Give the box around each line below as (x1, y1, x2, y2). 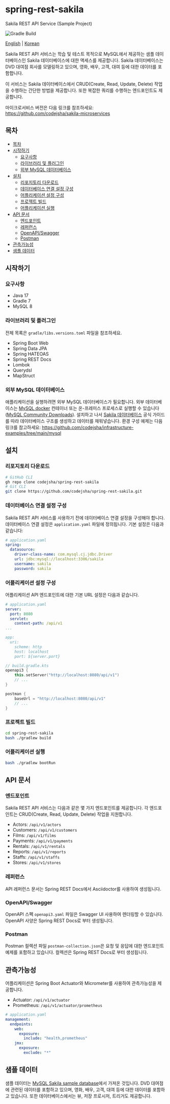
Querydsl (12, 367, 32, 373)
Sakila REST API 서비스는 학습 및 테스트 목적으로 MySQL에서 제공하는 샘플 (5, 51, 154, 57)
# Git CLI (5, 484, 26, 489)
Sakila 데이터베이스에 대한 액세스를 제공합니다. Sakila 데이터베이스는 (27, 57, 164, 63)
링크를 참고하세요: (5, 424, 41, 430)
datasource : (10, 547, 36, 553)
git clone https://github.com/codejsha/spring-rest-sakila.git (5, 489, 143, 494)
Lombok (12, 361, 31, 367)
